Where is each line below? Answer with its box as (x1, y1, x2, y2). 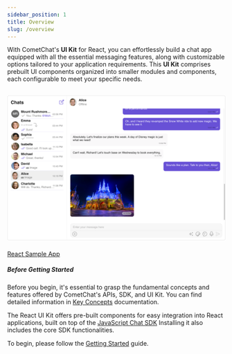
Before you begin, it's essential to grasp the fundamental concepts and (7, 283, 210, 291)
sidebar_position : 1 (7, 11, 67, 18)
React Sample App (7, 250, 60, 258)
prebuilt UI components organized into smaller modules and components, (7, 68, 217, 76)
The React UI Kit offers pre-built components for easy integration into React (7, 311, 224, 319)
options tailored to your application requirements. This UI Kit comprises (7, 60, 211, 68)
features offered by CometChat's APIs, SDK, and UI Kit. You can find (7, 290, 202, 299)
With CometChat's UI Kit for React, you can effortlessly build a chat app (7, 46, 213, 54)
